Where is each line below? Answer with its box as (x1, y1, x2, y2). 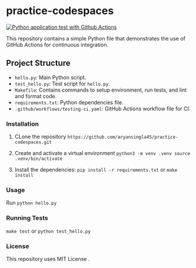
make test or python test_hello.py (6, 227, 91, 235)
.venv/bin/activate (14, 156, 63, 162)
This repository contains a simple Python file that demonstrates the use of (6, 35, 185, 42)
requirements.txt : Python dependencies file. (14, 99, 124, 106)
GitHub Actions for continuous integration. (6, 41, 109, 48)
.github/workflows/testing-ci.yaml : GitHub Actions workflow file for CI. (14, 105, 191, 112)
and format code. (14, 92, 57, 99)
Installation (6, 119, 39, 128)
